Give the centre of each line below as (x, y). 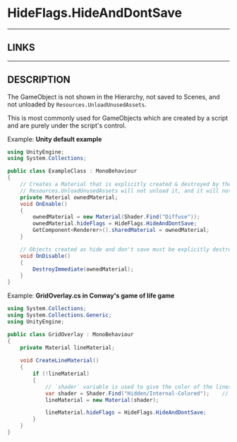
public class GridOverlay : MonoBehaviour (71, 334)
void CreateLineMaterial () (60, 361)
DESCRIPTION (39, 80)
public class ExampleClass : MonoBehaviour (72, 171)
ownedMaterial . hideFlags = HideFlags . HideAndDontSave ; (115, 223)
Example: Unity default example (55, 139)
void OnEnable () (44, 204)
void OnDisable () (45, 256)
